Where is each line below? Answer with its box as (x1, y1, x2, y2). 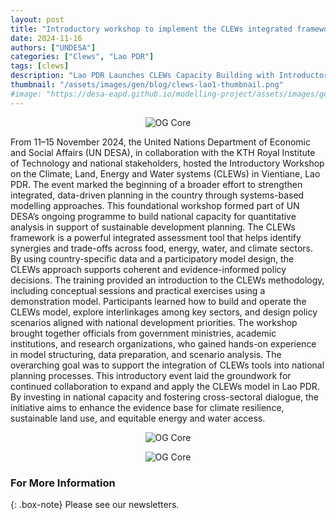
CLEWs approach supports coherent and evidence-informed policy (10, 263, 287, 275)
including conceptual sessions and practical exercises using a (10, 284, 266, 296)
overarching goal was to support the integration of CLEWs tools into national (10, 359, 325, 371)
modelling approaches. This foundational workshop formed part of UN (10, 199, 300, 211)
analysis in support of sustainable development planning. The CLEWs (10, 221, 296, 233)
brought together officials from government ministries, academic (10, 327, 277, 339)
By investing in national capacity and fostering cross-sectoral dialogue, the (10, 391, 320, 403)
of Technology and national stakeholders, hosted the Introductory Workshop (10, 157, 325, 169)
